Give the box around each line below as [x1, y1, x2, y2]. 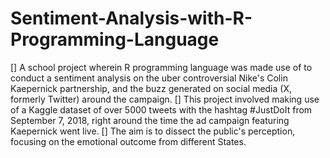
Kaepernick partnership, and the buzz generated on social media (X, [10, 82, 293, 94]
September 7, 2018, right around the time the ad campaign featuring [10, 114, 290, 126]
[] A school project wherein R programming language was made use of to [10, 61, 313, 73]
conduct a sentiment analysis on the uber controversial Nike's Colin [10, 72, 288, 84]
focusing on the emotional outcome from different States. [10, 135, 247, 147]
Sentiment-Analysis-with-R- [10, 7, 253, 30]
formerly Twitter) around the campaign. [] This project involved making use [10, 93, 320, 105]
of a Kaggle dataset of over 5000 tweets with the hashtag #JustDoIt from [10, 103, 313, 116]
